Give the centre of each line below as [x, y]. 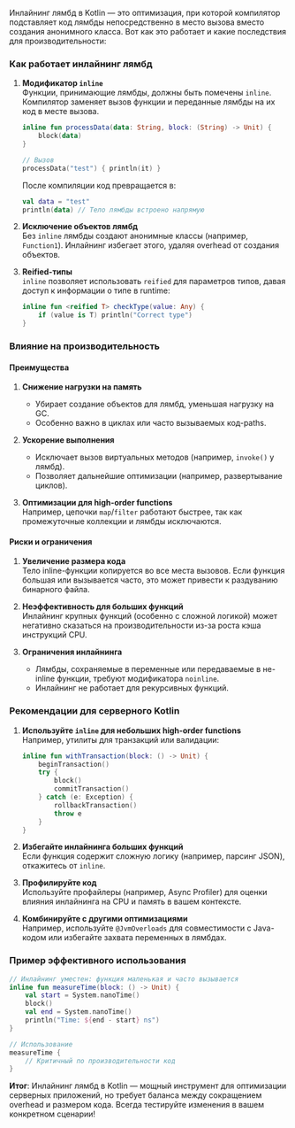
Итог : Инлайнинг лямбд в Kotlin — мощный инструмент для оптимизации [148, 1086]
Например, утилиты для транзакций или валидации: [121, 739]
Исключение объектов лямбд [80, 227]
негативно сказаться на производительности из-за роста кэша [141, 626]
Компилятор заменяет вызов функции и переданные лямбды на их [148, 102]
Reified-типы [47, 272]
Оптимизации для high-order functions [97, 503]
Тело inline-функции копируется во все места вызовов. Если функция [153, 571]
